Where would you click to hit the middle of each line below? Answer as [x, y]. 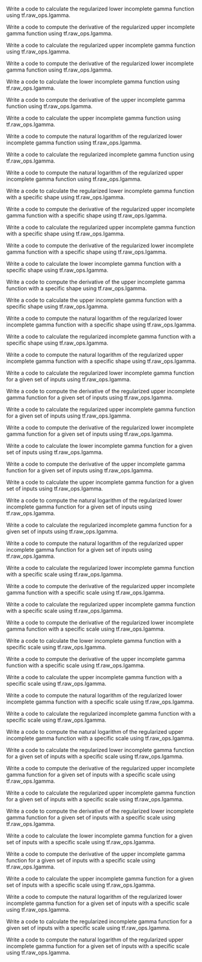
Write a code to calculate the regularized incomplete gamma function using [100, 154]
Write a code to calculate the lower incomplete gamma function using [93, 82]
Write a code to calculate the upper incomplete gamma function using [93, 118]
